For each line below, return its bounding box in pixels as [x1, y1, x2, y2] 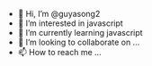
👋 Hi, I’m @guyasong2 [17, 9, 101, 19]
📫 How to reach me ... [17, 47, 102, 57]
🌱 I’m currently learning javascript [17, 28, 143, 37]
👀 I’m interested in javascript [17, 18, 123, 29]
